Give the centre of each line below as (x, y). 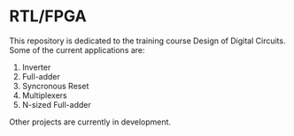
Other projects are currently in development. (90, 122)
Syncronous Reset (55, 86)
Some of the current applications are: (77, 49)
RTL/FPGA (48, 16)
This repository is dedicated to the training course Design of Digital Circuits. (147, 41)
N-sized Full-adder (56, 104)
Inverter (36, 67)
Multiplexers (45, 95)
